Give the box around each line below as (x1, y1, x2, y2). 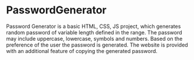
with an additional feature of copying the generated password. (6, 47, 158, 54)
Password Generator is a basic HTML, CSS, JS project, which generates (6, 23, 181, 30)
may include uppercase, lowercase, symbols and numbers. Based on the (6, 35, 183, 42)
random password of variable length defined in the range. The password (6, 29, 183, 36)
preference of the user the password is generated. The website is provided (6, 41, 189, 48)
